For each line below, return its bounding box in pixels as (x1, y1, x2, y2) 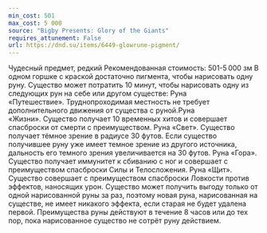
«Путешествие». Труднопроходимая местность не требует (8, 97, 210, 107)
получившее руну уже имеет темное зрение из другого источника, (8, 140, 238, 149)
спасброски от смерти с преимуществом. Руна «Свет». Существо (8, 123, 235, 132)
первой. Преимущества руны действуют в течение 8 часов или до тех (8, 207, 249, 217)
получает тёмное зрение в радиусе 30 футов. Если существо (8, 131, 218, 140)
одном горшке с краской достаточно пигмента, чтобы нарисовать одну (8, 72, 253, 81)
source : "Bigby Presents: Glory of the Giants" (8, 26, 170, 34)
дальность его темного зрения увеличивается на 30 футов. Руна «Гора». (8, 148, 257, 158)
